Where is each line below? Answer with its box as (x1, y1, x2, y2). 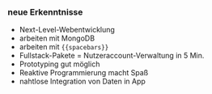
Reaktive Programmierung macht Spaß (19, 68, 149, 78)
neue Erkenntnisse (7, 6, 83, 18)
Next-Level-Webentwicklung (19, 25, 115, 35)
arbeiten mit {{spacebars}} (19, 42, 109, 52)
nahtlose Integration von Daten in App (19, 76, 146, 87)
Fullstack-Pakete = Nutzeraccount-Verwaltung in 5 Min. (19, 51, 205, 61)
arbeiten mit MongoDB (19, 33, 95, 43)
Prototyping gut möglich (19, 59, 100, 69)
